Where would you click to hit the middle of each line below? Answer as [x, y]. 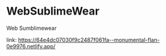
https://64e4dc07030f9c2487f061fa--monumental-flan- [89, 40]
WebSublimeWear [53, 11]
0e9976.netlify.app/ [31, 46]
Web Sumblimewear [31, 28]
